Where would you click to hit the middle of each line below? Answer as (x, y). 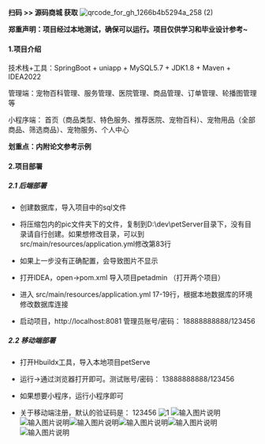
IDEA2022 (25, 77)
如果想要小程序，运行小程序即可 (71, 396)
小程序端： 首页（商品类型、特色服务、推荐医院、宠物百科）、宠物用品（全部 (132, 120)
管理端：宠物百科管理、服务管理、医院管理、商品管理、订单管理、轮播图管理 (132, 93)
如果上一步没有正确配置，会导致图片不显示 (89, 260)
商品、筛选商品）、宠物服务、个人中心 (69, 130)
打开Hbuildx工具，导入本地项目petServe (85, 362)
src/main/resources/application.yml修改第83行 (95, 244)
